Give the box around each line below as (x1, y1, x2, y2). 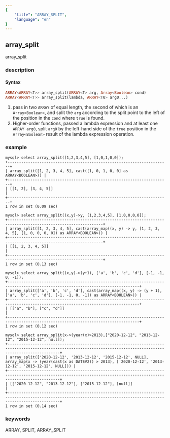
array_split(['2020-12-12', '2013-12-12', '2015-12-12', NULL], (10, 355, 149, 360)
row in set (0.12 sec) (10, 324, 58, 329)
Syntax (5, 79, 21, 85)
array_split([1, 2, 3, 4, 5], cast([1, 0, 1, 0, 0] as (10, 168, 128, 174)
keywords (5, 415, 30, 422)
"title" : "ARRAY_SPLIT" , (14, 12, 67, 17)
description (5, 66, 35, 74)
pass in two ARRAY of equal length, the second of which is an (12, 104, 139, 110)
